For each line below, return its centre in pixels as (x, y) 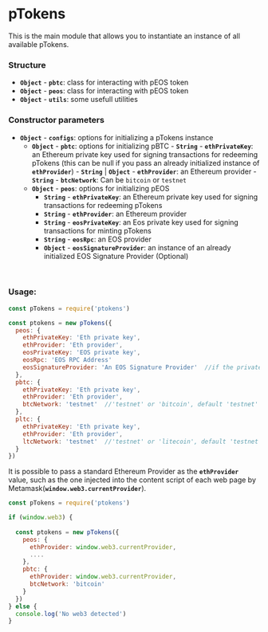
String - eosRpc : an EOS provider (97, 239)
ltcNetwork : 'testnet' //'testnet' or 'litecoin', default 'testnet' (142, 442)
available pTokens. (39, 44)
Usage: (23, 292)
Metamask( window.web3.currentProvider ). (77, 489)
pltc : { (28, 419)
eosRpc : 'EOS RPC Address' (67, 360)
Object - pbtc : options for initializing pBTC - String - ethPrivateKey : (142, 146)
